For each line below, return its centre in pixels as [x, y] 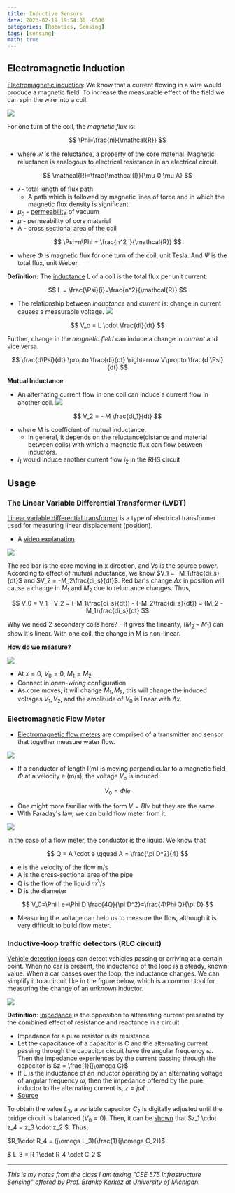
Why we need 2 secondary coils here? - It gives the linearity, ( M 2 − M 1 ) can [115, 625]
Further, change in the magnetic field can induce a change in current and [113, 338]
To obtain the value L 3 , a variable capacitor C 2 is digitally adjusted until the [115, 1110]
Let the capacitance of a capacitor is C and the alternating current [113, 1043]
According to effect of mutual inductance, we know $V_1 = [91, 573]
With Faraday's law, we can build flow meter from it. [92, 814]
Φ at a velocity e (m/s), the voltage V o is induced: [89, 777]
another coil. [35, 402]
